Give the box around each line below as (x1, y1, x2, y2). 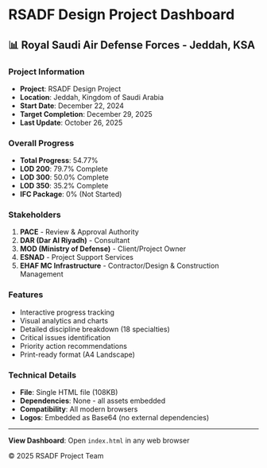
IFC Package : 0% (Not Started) (19, 189, 122, 199)
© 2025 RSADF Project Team (8, 451, 104, 461)
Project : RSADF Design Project (19, 83, 122, 93)
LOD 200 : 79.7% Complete (19, 164, 109, 174)
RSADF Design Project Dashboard (8, 6, 235, 24)
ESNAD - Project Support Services (19, 253, 133, 262)
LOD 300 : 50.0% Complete (19, 172, 110, 182)
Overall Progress (8, 137, 75, 149)
